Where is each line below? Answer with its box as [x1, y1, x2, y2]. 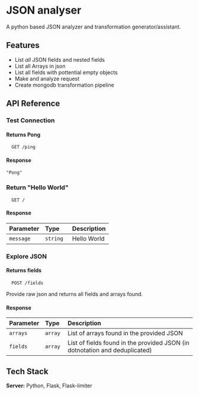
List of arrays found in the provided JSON [67, 329, 183, 337]
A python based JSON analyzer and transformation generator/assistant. [6, 23, 181, 30]
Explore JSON [6, 252, 47, 260]
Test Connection [6, 116, 55, 125]
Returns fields [6, 267, 42, 274]
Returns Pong [6, 131, 40, 138]
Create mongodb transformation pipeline [14, 81, 114, 88]
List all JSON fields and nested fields [14, 56, 105, 63]
